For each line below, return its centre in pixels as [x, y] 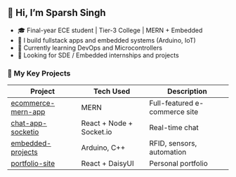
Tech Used [112, 92]
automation [168, 153]
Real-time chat [174, 128]
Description [187, 92]
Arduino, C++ [103, 148]
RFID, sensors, [173, 143]
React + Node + [107, 123]
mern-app [28, 112]
